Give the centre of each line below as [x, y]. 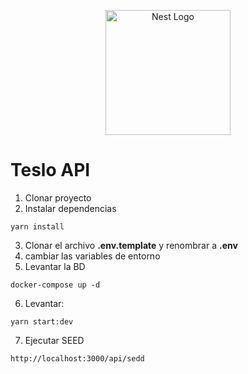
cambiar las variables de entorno [92, 256]
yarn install [37, 226]
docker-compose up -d [55, 285]
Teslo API [50, 170]
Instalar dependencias [70, 208]
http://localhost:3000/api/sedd [77, 358]
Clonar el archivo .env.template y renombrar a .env [131, 245]
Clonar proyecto [58, 197]
